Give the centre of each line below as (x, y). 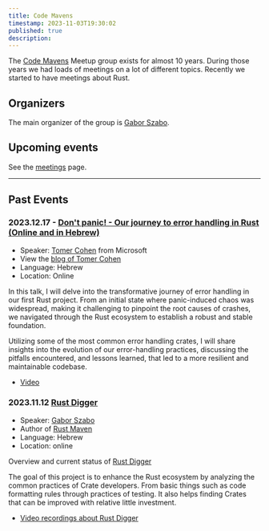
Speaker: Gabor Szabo (57, 420)
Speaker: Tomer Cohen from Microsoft (83, 250)
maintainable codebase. (48, 367)
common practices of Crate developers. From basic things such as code (127, 485)
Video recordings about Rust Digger (79, 517)
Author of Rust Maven (56, 428)
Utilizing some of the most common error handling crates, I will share (122, 341)
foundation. (27, 325)
